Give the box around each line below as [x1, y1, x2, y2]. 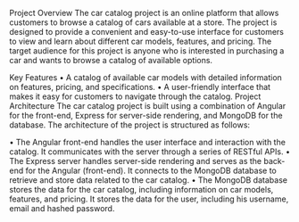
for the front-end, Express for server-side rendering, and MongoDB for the [9, 111, 283, 120]
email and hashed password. [9, 203, 115, 213]
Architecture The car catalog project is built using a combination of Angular [9, 101, 287, 111]
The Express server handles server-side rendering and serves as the [9, 156, 262, 166]
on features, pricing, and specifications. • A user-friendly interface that [9, 82, 270, 92]
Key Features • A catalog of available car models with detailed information [9, 72, 283, 83]
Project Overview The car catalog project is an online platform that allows [9, 8, 279, 18]
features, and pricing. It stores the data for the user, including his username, [9, 193, 289, 204]
